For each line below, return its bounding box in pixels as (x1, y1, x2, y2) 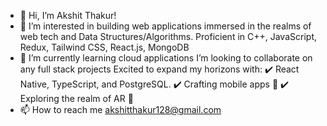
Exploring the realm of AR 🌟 (19, 93, 134, 104)
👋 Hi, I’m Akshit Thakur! (19, 10, 117, 21)
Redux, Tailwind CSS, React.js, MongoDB (19, 41, 190, 53)
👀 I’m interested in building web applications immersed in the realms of (19, 20, 312, 32)
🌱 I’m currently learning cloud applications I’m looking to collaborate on (19, 52, 313, 64)
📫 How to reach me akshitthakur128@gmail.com (19, 104, 222, 115)
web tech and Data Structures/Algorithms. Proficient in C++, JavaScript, (19, 31, 317, 42)
